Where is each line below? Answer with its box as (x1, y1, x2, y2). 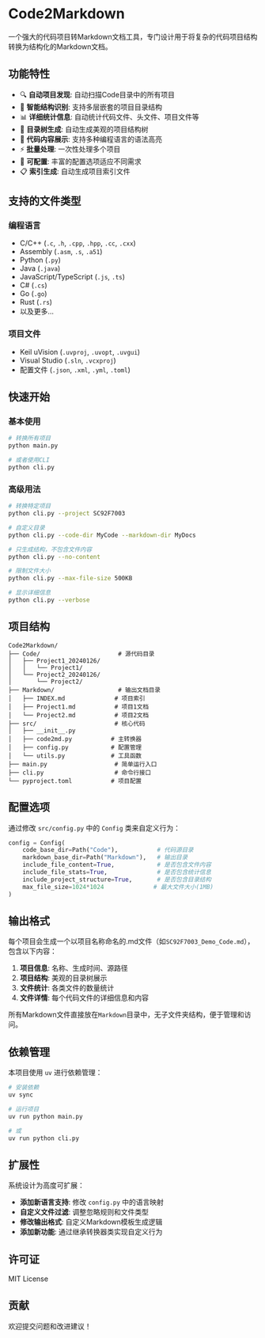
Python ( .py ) (19, 255, 61, 265)
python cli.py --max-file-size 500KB (8, 575, 133, 583)
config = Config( (8, 838, 66, 847)
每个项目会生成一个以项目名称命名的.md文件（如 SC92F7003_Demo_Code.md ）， (8, 937, 255, 946)
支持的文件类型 (8, 195, 81, 208)
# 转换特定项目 (8, 502, 51, 511)
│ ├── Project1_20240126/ (8, 656, 101, 665)
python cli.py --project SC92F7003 (8, 510, 126, 518)
